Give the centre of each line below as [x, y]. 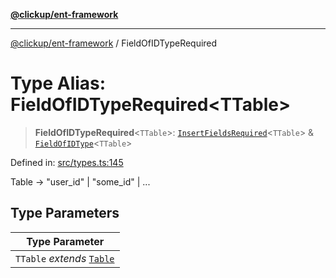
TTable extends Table [65, 258]
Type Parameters [65, 213]
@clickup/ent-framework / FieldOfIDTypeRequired [114, 43]
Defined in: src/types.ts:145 [67, 162]
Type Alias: [58, 83]
